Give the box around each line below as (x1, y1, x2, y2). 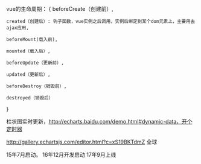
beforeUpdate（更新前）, (6, 60, 65, 66)
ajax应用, (6, 25, 29, 31)
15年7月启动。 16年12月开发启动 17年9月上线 (6, 151, 116, 158)
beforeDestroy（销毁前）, (6, 83, 67, 89)
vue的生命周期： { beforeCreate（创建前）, (6, 5, 113, 12)
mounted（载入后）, (6, 48, 51, 54)
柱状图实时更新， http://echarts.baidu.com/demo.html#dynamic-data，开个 (6, 118, 193, 125)
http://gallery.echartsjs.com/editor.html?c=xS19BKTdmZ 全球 (6, 138, 158, 145)
